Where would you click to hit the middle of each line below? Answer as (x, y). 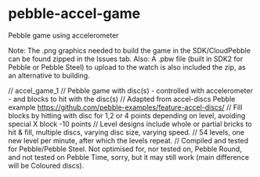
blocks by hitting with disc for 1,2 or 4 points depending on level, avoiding (127, 115)
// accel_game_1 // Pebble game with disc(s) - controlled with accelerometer (130, 90)
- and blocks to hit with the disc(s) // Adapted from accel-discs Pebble (122, 99)
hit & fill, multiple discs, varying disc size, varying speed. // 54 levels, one (126, 132)
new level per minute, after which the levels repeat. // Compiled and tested (128, 140)
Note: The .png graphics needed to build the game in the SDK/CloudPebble (129, 50)
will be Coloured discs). (46, 165)
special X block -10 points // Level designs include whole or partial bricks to (130, 124)
